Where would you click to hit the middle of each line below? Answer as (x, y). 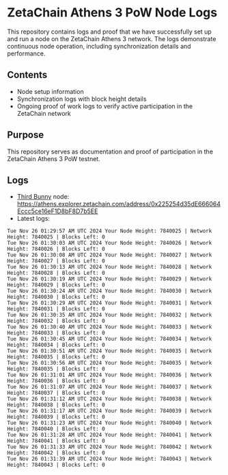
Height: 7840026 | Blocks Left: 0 (56, 249)
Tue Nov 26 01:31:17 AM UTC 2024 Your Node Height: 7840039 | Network (110, 411)
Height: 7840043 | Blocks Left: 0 (56, 465)
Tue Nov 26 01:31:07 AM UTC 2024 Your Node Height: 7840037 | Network (110, 387)
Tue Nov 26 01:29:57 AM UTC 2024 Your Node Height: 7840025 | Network (110, 231)
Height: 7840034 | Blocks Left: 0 (56, 345)
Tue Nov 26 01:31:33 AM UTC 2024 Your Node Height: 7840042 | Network (110, 447)
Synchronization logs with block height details (82, 99)
